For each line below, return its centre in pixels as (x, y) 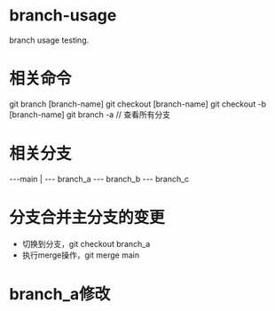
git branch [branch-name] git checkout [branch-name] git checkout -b (138, 104)
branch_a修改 (60, 294)
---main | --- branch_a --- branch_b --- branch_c (99, 179)
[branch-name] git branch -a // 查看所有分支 (90, 114)
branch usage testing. (49, 40)
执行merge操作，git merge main (81, 255)
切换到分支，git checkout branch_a (86, 243)
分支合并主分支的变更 (87, 218)
